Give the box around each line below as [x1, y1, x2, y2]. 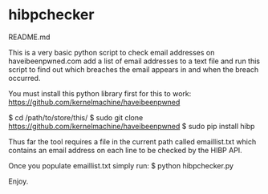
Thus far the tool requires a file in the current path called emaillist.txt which [8, 136, 257, 146]
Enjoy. [8, 176, 29, 186]
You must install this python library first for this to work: [8, 88, 192, 98]
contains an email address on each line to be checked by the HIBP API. [8, 145, 242, 155]
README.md [8, 32, 51, 42]
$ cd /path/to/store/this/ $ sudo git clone [8, 112, 144, 122]
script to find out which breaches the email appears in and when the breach [8, 64, 259, 74]
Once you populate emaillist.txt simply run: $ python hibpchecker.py [8, 160, 234, 170]
